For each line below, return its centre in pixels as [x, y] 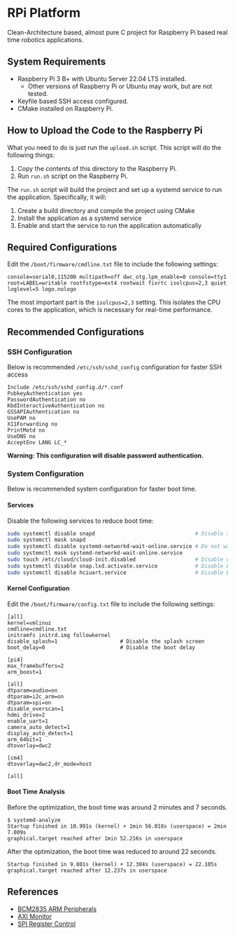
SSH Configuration [40, 352]
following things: [31, 155]
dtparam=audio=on [33, 690]
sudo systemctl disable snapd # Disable [115, 533]
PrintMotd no [26, 430]
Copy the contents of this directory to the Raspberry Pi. [97, 168]
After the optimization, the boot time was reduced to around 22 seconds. [112, 852]
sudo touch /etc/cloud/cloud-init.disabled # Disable [115, 560]
